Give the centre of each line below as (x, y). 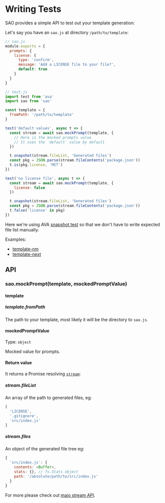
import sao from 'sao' (28, 101)
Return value (19, 363)
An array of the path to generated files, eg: (49, 398)
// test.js (16, 92)
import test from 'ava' (30, 97)
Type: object (18, 342)
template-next (27, 254)
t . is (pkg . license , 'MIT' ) (36, 165)
